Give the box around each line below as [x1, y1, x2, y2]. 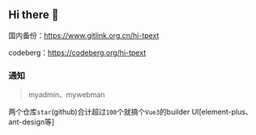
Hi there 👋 [8, 8, 59, 22]
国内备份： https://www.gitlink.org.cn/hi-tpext [8, 30, 160, 40]
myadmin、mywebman [28, 90, 105, 99]
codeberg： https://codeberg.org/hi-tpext [8, 48, 147, 57]
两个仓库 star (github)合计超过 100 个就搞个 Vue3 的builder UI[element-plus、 [8, 107, 253, 117]
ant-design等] [8, 117, 55, 127]
